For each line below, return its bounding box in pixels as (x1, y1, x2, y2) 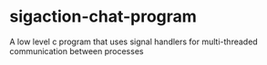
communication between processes (9, 45, 144, 56)
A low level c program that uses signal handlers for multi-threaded (9, 36, 258, 47)
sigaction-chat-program (9, 6, 198, 27)
